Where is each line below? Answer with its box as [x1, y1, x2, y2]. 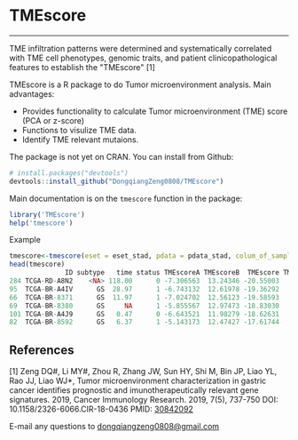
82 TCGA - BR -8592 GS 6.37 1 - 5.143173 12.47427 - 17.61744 [9, 317, 279, 327]
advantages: [9, 88, 55, 99]
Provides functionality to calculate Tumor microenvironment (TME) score [21, 106, 288, 116]
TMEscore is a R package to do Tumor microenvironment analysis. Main [9, 79, 272, 90]
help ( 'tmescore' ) [9, 219, 74, 228]
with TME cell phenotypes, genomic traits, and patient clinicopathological [9, 52, 278, 63]
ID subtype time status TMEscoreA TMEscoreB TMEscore [65, 268, 279, 277]
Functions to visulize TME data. [21, 124, 137, 135]
